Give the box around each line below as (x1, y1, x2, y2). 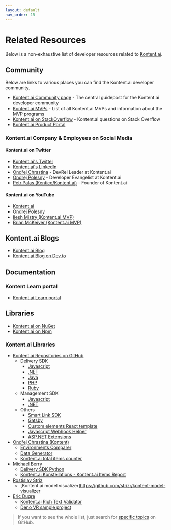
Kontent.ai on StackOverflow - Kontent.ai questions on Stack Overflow (12, 116, 160, 122)
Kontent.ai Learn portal (12, 295, 61, 301)
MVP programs (12, 111, 45, 117)
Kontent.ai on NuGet (12, 323, 55, 329)
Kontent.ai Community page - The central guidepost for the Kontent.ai (12, 95, 159, 101)
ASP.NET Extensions (27, 434, 71, 440)
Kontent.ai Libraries (5, 341, 55, 348)
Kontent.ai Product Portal (12, 122, 66, 128)
